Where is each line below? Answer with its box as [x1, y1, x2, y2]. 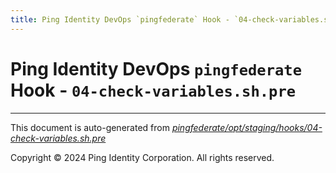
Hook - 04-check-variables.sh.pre [10, 79, 297, 101]
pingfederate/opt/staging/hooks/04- [171, 121, 323, 133]
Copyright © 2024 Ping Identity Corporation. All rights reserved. [10, 151, 275, 163]
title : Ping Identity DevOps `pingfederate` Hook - [10, 14, 230, 25]
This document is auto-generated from [10, 121, 170, 133]
